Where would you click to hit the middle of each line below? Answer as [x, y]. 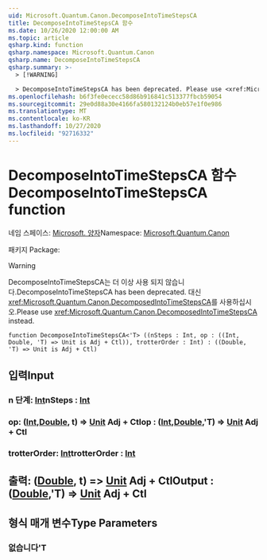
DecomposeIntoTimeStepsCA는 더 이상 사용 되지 [86, 282]
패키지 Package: [34, 249]
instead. [21, 321]
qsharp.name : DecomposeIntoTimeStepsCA [74, 60]
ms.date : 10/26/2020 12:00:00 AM [64, 30]
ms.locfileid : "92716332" [51, 134]
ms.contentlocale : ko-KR [49, 119]
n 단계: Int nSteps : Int [49, 400]
